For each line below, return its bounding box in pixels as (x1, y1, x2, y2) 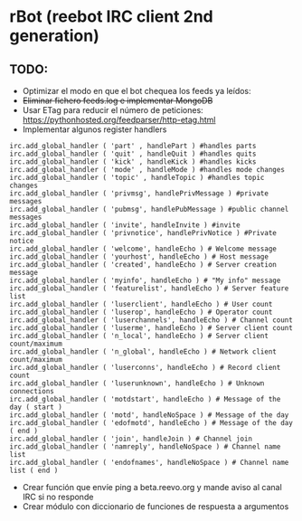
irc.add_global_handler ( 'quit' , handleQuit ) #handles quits (9, 149, 257, 158)
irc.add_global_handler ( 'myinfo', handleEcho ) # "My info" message (9, 276, 281, 285)
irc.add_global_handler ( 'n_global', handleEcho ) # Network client (9, 347, 278, 356)
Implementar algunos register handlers (22, 124, 167, 135)
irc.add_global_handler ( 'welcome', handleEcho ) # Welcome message (9, 244, 278, 253)
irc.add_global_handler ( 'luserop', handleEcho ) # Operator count (9, 308, 273, 317)
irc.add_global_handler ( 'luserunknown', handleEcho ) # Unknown (9, 379, 265, 388)
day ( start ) (9, 403, 63, 412)
